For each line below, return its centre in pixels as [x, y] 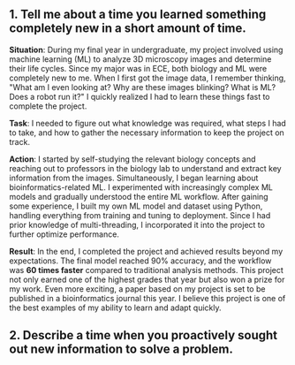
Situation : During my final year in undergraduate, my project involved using [146, 49]
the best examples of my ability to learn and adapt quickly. [116, 308]
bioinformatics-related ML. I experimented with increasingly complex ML [141, 187]
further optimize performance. [64, 234]
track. [20, 141]
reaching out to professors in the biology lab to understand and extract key [145, 168]
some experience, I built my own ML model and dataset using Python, [136, 206]
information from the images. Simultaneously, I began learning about [134, 178]
